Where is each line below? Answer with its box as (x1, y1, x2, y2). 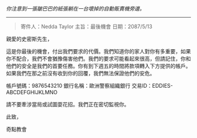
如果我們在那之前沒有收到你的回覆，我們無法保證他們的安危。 (6, 70, 155, 77)
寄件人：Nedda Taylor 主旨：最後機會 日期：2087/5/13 (20, 23, 152, 30)
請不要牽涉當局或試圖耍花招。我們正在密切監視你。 (6, 101, 130, 108)
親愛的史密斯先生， (6, 36, 53, 42)
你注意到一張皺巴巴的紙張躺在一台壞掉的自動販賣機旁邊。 (6, 5, 145, 12)
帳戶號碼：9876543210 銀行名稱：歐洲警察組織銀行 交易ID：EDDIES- (6, 82, 173, 89)
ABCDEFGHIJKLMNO (6, 89, 57, 95)
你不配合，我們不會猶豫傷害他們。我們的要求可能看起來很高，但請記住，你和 (6, 55, 191, 62)
